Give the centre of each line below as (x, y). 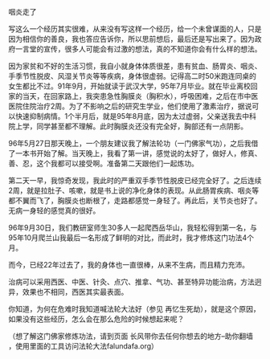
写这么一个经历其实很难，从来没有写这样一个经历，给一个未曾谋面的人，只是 (135, 29)
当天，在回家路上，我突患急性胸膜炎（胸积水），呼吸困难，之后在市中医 (140, 96)
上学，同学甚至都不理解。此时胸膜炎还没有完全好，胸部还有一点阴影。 (131, 126)
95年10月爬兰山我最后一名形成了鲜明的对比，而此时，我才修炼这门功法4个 (131, 238)
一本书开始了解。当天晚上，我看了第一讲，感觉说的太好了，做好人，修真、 (138, 153)
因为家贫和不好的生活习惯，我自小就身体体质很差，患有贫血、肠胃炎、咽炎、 (135, 66)
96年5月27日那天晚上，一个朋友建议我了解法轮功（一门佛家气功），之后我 (130, 143)
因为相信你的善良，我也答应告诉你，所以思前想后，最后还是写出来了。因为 (131, 39)
